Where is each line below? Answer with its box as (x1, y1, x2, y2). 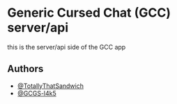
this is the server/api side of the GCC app (7, 43, 126, 51)
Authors (7, 63, 44, 75)
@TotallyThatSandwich (17, 82, 84, 90)
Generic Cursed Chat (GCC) (7, 5, 171, 21)
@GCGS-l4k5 (17, 89, 57, 97)
